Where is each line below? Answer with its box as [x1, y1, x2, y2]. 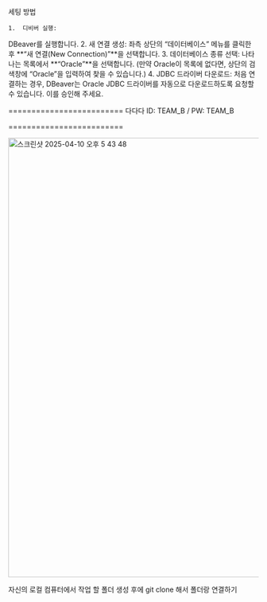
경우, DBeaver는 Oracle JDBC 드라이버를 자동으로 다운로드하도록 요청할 [29, 79, 254, 88]
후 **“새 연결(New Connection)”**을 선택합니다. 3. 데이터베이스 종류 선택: [8, 49, 241, 58]
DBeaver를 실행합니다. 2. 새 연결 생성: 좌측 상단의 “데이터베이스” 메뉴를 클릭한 [8, 39, 252, 49]
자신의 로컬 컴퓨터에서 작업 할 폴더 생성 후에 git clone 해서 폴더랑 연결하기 [8, 584, 238, 594]
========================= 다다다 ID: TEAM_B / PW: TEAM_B [8, 106, 234, 115]
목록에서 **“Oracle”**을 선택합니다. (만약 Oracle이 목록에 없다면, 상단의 [22, 59, 248, 68]
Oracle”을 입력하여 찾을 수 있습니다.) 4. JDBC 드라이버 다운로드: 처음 [32, 69, 248, 78]
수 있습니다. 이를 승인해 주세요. [8, 89, 104, 98]
